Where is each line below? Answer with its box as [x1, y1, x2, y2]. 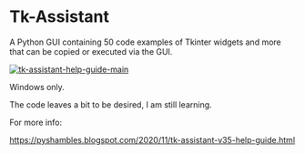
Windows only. [9, 81, 66, 92]
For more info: [9, 117, 62, 128]
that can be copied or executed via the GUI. [9, 46, 173, 56]
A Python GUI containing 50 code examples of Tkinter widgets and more [9, 36, 282, 47]
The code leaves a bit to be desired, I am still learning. [9, 98, 212, 110]
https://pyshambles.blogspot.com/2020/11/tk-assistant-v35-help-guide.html [9, 134, 296, 145]
